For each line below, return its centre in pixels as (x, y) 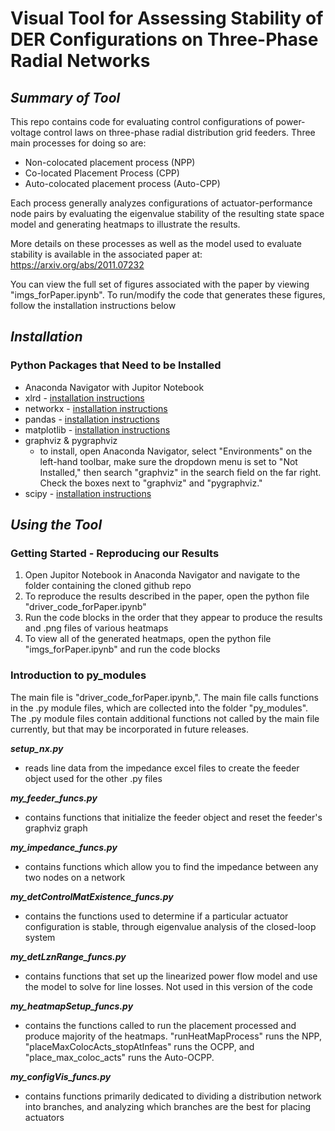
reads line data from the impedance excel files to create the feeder (162, 768)
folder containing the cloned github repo (108, 586)
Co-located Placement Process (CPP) (102, 173)
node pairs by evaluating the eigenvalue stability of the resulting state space (167, 213)
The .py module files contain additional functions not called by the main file (165, 718)
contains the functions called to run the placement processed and (160, 1025)
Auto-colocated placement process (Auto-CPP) (122, 183)
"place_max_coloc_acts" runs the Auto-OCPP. (119, 1057)
